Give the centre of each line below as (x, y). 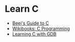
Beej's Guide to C (30, 23)
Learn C (22, 9)
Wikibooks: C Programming (41, 28)
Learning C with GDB (34, 34)
